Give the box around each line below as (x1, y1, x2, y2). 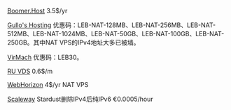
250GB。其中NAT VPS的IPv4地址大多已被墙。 (7, 38, 140, 47)
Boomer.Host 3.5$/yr (7, 7, 68, 15)
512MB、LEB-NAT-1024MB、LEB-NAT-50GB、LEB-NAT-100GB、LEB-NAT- (7, 30, 225, 38)
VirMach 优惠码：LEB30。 (7, 53, 83, 61)
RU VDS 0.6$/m (7, 67, 53, 75)
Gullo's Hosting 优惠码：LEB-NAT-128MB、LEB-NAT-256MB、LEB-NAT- (7, 21, 216, 29)
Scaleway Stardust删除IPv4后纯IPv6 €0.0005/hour (7, 95, 153, 103)
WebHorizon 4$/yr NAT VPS (7, 81, 89, 88)
